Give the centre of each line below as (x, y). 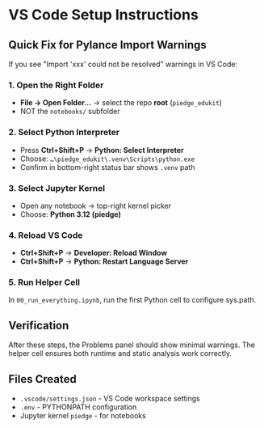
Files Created (42, 379)
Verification (39, 325)
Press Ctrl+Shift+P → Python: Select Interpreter (102, 150)
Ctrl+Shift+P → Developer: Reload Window (94, 253)
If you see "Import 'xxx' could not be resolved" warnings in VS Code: (123, 64)
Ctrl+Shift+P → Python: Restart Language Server (104, 261)
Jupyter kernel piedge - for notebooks (83, 416)
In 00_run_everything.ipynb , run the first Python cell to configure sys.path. (132, 300)
